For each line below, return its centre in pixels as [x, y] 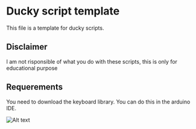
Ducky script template [63, 11]
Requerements [35, 87]
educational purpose [32, 68]
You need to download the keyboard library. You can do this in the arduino [98, 102]
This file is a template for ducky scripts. [55, 28]
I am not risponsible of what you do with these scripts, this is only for [92, 61]
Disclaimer [27, 47]
